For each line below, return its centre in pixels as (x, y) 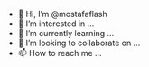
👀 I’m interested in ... (56, 24)
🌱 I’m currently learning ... (66, 33)
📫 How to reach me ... (60, 53)
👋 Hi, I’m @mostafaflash (63, 14)
